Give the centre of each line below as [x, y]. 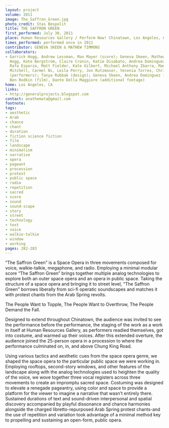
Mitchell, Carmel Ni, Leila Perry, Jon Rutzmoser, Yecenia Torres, [82, 71]
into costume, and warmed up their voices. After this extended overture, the [84, 335]
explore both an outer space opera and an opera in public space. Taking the [84, 279]
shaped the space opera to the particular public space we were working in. [83, 361]
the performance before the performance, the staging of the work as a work [84, 325]
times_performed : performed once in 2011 [49, 43]
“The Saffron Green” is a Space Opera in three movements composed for [81, 263]
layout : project [22, 10]
